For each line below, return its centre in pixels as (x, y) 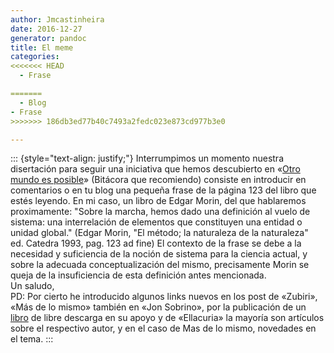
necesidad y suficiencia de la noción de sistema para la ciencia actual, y (159, 254)
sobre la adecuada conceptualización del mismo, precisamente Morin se (160, 265)
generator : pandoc (48, 38)
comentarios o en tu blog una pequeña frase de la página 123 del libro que (163, 190)
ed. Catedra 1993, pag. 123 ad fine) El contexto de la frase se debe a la (156, 243)
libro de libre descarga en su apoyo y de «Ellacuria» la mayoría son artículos (167, 318)
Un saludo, (32, 286)
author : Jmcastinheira (57, 19)
